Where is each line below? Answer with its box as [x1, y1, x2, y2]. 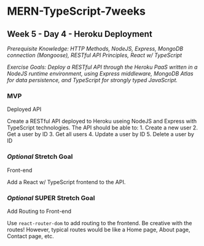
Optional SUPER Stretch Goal [7, 193, 95, 202]
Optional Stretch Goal [7, 152, 73, 161]
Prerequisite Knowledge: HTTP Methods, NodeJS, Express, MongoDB [7, 45, 184, 52]
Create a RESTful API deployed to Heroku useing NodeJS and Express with [7, 118, 197, 125]
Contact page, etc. [7, 232, 54, 240]
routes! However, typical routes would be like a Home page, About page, [7, 226, 190, 233]
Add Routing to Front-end [7, 207, 72, 215]
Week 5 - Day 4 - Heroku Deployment [7, 29, 152, 39]
